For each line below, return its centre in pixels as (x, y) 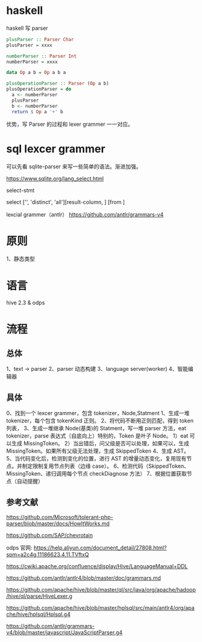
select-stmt (21, 190)
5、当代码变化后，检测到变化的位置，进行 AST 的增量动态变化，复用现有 (96, 459)
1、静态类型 (21, 259)
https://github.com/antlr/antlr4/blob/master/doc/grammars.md (84, 578)
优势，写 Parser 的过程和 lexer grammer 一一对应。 (70, 124)
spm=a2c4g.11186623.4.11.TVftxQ (48, 555)
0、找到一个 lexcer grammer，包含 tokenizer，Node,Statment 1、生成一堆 (98, 413)
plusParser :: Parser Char (40, 39)
